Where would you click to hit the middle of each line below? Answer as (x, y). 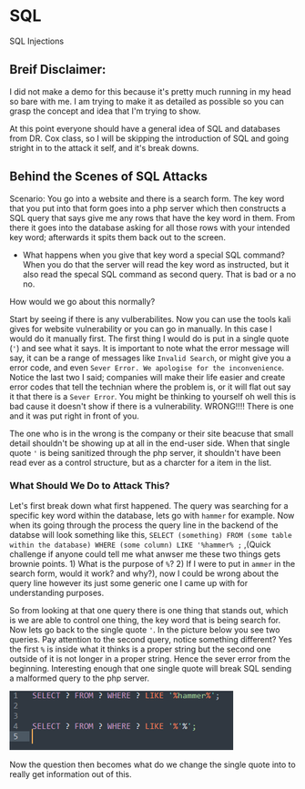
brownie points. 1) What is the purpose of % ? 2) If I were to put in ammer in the (152, 563)
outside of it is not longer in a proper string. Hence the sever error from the (150, 658)
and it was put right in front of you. (74, 416)
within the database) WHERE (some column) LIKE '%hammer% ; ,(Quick (140, 544)
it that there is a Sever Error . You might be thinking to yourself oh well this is (153, 396)
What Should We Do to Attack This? (90, 486)
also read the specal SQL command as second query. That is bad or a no (159, 274)
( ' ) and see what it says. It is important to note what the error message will (149, 348)
